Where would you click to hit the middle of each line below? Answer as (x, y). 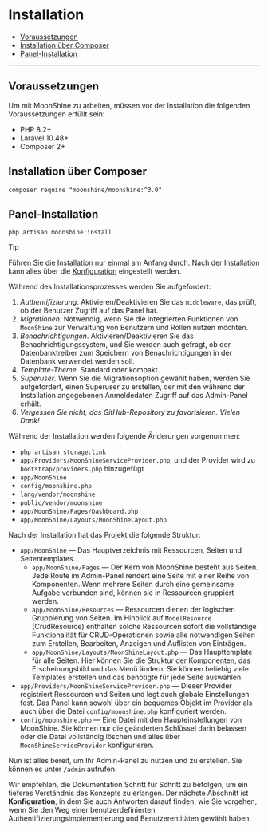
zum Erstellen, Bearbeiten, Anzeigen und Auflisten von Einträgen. (139, 644)
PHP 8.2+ (35, 129)
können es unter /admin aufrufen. (63, 769)
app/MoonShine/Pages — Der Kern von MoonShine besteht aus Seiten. (145, 567)
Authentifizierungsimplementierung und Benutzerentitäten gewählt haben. (130, 818)
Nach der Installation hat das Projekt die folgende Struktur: (104, 535)
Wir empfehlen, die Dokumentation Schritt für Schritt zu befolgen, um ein (128, 785)
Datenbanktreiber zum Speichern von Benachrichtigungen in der (126, 353)
